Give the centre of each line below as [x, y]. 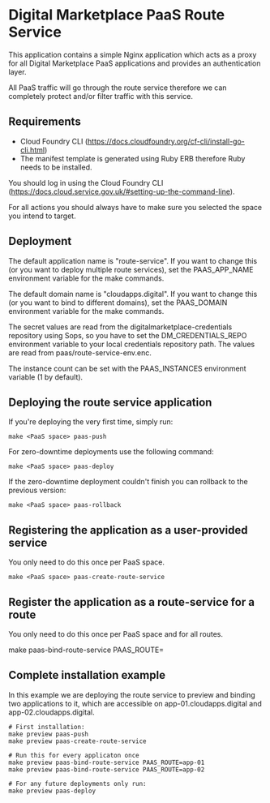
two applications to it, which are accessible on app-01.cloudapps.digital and [135, 703]
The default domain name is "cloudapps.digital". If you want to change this [133, 294]
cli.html [32, 150]
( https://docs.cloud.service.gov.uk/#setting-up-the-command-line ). [122, 191]
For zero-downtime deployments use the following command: [111, 452]
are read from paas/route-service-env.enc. [80, 352]
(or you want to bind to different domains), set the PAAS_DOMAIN [118, 303]
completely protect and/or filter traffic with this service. [101, 96]
